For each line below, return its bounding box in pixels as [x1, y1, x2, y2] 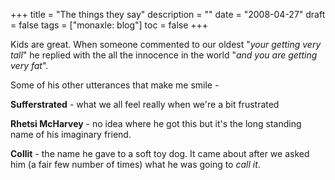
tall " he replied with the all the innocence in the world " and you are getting [10, 49, 318, 61]
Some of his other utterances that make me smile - [10, 79, 220, 91]
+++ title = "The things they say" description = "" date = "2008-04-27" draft [10, 9, 326, 20]
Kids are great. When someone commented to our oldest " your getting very [10, 39, 322, 50]
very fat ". [10, 60, 49, 71]
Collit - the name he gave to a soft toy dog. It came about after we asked [10, 148, 310, 159]
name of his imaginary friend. [10, 129, 132, 140]
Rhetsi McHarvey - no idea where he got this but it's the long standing [10, 118, 302, 129]
